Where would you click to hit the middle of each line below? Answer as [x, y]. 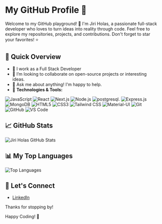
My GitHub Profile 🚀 [46, 10]
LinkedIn [21, 197]
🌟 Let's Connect [30, 185]
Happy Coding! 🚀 [22, 217]
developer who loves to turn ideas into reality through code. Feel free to [78, 28]
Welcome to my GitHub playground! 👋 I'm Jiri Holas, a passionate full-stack [81, 24]
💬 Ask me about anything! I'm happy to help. [57, 84]
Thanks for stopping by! [29, 207]
